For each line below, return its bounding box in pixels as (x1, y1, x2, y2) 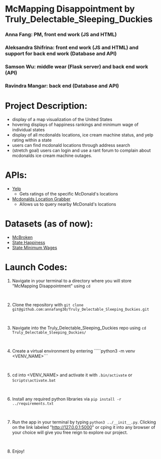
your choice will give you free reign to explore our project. (12, 429, 128, 435)
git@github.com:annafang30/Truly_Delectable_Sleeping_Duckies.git (12, 307, 149, 312)
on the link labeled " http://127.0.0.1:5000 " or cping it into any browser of (12, 424, 156, 430)
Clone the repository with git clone (12, 301, 84, 307)
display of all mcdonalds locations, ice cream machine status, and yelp (12, 132, 154, 138)
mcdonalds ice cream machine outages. (12, 152, 92, 159)
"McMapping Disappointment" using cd (12, 283, 91, 289)
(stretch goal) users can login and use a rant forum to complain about (12, 147, 151, 153)
